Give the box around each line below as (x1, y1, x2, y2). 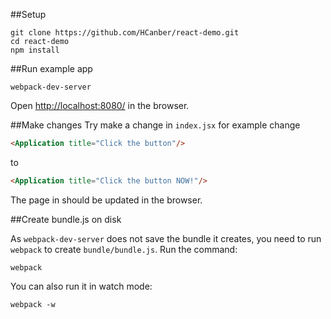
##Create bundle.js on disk (10, 213, 122, 225)
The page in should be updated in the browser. (10, 194, 203, 206)
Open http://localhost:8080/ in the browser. (10, 100, 190, 111)
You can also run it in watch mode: (10, 280, 153, 292)
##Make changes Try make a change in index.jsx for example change (10, 119, 301, 131)
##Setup (10, 9, 47, 20)
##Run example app (10, 63, 93, 74)
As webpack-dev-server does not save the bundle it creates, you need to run (10, 232, 322, 244)
